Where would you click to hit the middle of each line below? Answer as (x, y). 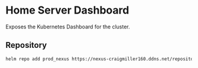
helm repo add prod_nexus (37, 59)
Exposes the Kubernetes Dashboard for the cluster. (68, 27)
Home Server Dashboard (67, 10)
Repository (26, 45)
